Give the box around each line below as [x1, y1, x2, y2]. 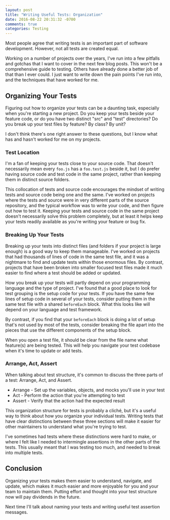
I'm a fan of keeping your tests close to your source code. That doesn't [5, 161, 153, 167]
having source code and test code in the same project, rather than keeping [5, 171, 161, 177]
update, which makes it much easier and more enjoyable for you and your [5, 483, 159, 489]
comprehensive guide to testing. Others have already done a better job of [5, 66, 158, 72]
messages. [5, 509, 28, 515]
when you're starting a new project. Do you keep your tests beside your [5, 110, 155, 116]
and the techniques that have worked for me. [5, 77, 99, 83]
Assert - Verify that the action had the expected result [12, 397, 125, 404]
